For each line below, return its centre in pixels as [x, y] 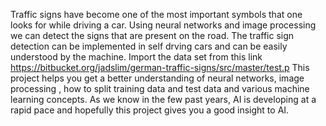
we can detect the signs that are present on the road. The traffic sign [152, 35]
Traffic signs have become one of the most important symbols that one [156, 14]
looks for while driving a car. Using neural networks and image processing [163, 25]
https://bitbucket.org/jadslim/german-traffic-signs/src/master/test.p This [160, 67]
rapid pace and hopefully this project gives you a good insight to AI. [150, 110]
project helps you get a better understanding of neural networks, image [157, 78]
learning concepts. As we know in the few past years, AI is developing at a [163, 99]
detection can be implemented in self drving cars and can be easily [149, 46]
